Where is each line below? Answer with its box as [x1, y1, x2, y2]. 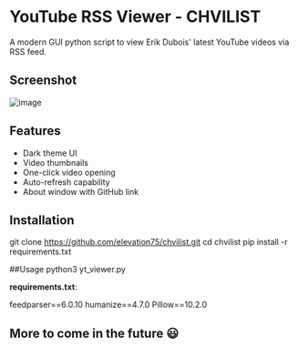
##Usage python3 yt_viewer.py [9, 264, 126, 275]
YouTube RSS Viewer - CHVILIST [9, 6, 262, 27]
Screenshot [9, 73, 77, 88]
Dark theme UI [22, 148, 77, 159]
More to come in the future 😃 [9, 325, 180, 341]
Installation [9, 212, 75, 228]
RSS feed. [9, 46, 47, 56]
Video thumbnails [22, 157, 89, 168]
